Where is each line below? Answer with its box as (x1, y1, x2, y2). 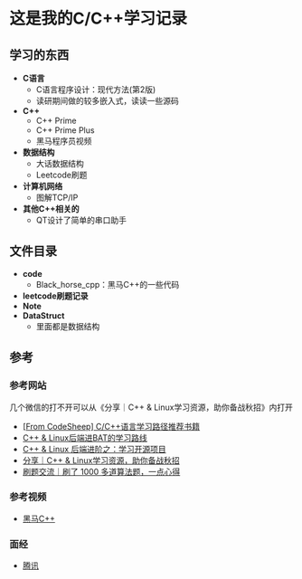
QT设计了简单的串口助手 (35, 214, 127, 225)
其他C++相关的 (22, 204, 80, 214)
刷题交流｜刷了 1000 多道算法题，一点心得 (22, 466, 181, 477)
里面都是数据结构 (35, 320, 100, 331)
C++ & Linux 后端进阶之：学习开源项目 (22, 443, 166, 454)
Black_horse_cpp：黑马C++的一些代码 (35, 279, 180, 289)
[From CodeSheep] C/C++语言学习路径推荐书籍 (22, 421, 201, 432)
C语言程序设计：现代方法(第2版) (35, 84, 156, 95)
